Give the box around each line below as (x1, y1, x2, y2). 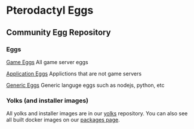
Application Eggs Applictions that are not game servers (6, 70, 142, 77)
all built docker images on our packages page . (6, 117, 121, 124)
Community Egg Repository (6, 27, 112, 37)
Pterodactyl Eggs (6, 4, 94, 17)
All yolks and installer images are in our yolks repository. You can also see (6, 110, 188, 117)
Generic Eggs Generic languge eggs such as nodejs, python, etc (6, 81, 165, 89)
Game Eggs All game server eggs (6, 58, 88, 65)
